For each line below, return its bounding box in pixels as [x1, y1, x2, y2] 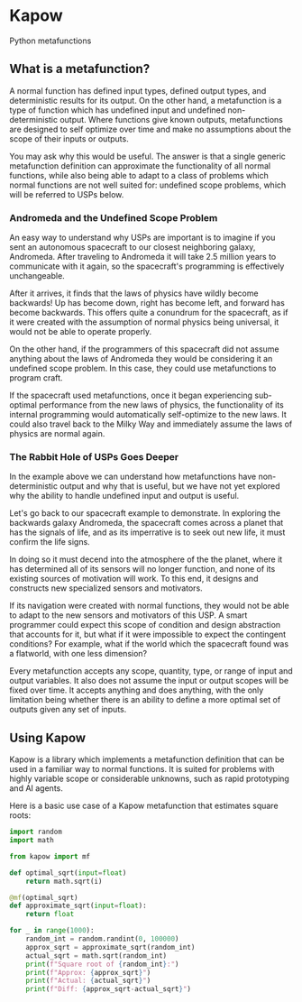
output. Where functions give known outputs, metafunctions [59, 114, 284, 124]
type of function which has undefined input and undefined [9, 105, 226, 115]
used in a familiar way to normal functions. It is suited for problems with [9, 764, 275, 775]
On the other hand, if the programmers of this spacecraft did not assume [9, 344, 279, 354]
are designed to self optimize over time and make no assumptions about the [9, 124, 291, 134]
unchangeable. [9, 271, 65, 281]
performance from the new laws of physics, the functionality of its [39, 400, 284, 410]
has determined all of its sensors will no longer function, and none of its [9, 564, 276, 575]
